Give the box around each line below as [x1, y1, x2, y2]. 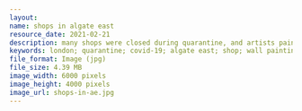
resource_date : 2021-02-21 [9, 30, 111, 38]
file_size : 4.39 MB [9, 64, 83, 73]
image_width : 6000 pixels [9, 72, 106, 81]
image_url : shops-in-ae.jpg [9, 88, 115, 97]
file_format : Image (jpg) [9, 55, 106, 64]
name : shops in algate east [9, 21, 115, 30]
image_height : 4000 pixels [9, 80, 111, 89]
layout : [9, 13, 39, 22]
